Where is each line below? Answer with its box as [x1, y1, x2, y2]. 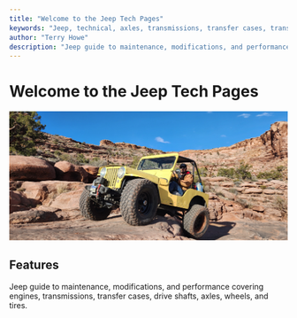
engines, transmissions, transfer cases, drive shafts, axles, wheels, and [9, 291, 269, 301]
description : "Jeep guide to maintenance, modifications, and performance [9, 43, 291, 51]
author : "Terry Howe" [9, 33, 89, 42]
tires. [9, 299, 28, 310]
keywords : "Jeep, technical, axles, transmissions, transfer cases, [9, 23, 267, 33]
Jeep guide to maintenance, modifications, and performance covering [9, 281, 264, 291]
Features [9, 258, 59, 273]
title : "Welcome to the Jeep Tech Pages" [9, 14, 164, 23]
